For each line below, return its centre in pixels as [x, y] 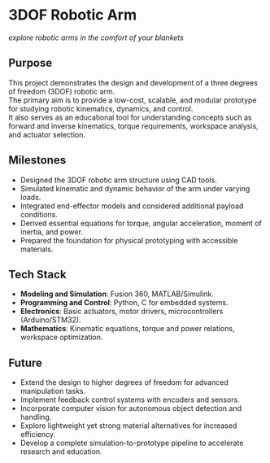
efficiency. [37, 435]
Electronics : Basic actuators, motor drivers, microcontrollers [122, 312]
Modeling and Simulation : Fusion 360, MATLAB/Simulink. [117, 294]
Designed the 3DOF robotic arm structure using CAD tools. [118, 180]
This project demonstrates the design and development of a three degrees [133, 82]
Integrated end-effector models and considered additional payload [132, 206]
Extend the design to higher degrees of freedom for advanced [124, 382]
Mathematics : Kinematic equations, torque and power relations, [127, 329]
